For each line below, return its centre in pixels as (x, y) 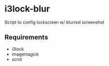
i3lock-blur (27, 9)
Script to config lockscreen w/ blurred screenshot (54, 22)
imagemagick (25, 54)
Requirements (26, 37)
